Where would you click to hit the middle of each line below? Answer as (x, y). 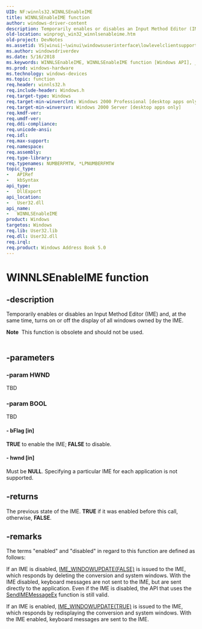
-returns (22, 496)
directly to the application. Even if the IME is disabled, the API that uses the (99, 589)
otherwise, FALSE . (29, 517)
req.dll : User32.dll (32, 236)
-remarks (24, 536)
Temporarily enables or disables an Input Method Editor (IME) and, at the (96, 314)
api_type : (19, 186)
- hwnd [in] (20, 458)
